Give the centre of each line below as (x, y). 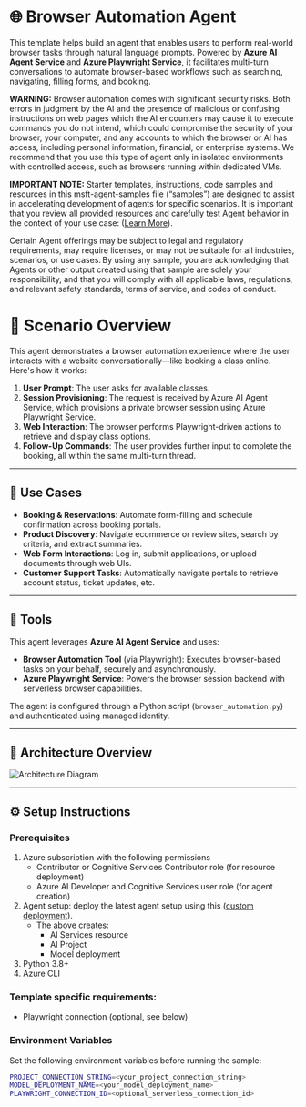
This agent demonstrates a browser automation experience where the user (150, 350)
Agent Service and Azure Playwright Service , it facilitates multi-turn (139, 62)
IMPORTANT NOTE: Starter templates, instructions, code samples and (141, 184)
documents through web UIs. (77, 563)
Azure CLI (41, 973)
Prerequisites (40, 838)
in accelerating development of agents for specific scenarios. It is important (152, 203)
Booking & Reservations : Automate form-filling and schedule (138, 514)
